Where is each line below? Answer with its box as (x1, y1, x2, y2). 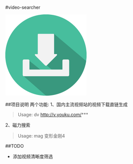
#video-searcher (5, 5, 41, 10)
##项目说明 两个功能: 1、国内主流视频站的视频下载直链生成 (5, 102, 128, 107)
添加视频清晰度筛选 (12, 153, 53, 159)
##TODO (5, 143, 24, 149)
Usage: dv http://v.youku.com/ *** (17, 112, 89, 117)
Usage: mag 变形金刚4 (17, 133, 65, 139)
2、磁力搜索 (5, 122, 30, 128)
